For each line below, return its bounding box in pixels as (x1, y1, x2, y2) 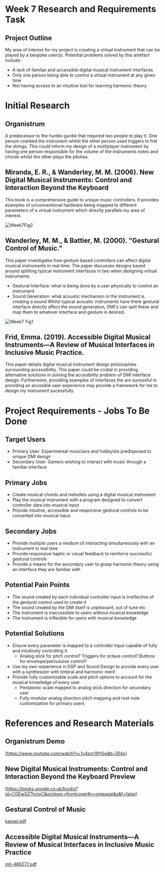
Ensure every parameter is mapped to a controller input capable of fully (12, 642, 158, 648)
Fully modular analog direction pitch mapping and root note (19, 695, 140, 701)
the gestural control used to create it (12, 599, 87, 605)
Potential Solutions (5, 630, 65, 638)
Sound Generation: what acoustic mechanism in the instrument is (12, 293, 145, 299)
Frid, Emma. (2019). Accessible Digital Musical (5, 333, 151, 341)
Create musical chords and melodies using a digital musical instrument (12, 491, 156, 498)
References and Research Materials (5, 718, 154, 728)
